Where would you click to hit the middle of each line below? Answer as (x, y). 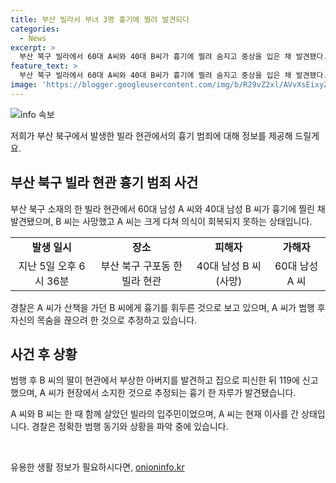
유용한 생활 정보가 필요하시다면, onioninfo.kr (97, 467)
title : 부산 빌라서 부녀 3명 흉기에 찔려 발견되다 (100, 19)
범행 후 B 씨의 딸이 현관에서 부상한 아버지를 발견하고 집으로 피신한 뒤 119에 (155, 380)
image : (24, 85)
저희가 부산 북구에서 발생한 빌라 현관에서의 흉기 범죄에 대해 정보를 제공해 (151, 135)
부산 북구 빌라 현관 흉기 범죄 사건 (104, 182)
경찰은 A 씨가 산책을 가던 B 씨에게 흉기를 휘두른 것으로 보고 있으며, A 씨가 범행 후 (168, 307)
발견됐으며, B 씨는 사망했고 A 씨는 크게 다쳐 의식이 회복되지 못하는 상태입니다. (161, 221)
